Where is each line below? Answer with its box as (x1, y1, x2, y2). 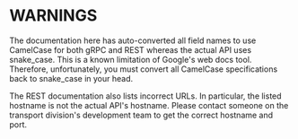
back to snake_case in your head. (9, 73, 134, 83)
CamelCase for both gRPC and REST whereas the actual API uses (9, 44, 252, 55)
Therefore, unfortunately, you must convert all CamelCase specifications (9, 64, 278, 74)
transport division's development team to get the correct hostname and (9, 109, 274, 120)
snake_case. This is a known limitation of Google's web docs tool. (9, 54, 252, 65)
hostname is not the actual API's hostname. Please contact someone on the (9, 100, 289, 110)
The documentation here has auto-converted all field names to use (9, 35, 257, 46)
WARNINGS (9, 5, 98, 26)
